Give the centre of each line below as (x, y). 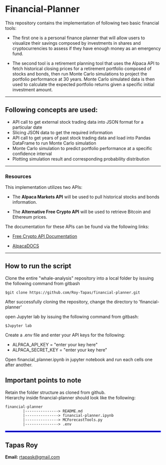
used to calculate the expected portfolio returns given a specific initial (83, 84)
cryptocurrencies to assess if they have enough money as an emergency (86, 48)
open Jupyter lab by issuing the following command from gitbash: (72, 316)
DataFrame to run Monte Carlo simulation (54, 143)
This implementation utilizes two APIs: (44, 187)
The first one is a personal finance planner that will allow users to (79, 38)
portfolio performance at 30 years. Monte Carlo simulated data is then (83, 79)
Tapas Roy (21, 445)
